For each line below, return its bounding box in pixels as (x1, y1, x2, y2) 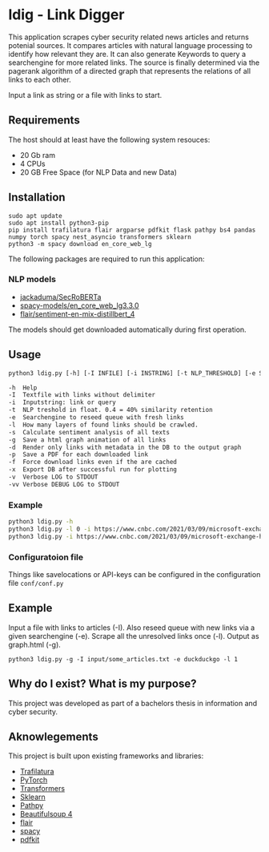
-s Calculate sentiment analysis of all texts (8, 428, 171, 436)
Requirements (8, 114, 80, 127)
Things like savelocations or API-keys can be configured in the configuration (8, 570, 261, 579)
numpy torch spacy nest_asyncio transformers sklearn (8, 232, 192, 241)
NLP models (8, 274, 56, 285)
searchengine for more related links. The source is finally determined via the (8, 58, 260, 67)
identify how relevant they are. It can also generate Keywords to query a (8, 49, 247, 59)
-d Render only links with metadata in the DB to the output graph (8, 443, 242, 451)
